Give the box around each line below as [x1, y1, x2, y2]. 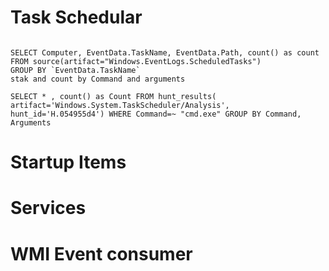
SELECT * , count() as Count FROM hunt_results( [10, 91, 217, 101]
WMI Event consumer [10, 242, 193, 265]
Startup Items [10, 151, 127, 174]
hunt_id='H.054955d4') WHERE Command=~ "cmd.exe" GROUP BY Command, [10, 109, 302, 119]
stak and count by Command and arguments [10, 74, 186, 84]
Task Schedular [10, 6, 143, 29]
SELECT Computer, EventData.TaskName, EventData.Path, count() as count [10, 47, 320, 58]
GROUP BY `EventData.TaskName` [10, 65, 141, 75]
